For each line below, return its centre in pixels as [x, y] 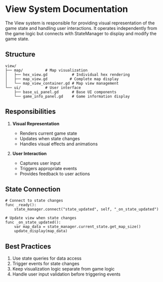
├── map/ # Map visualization [46, 70]
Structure [20, 54]
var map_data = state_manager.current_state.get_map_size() [78, 227]
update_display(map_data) [41, 231]
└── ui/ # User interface [43, 88]
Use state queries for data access [47, 258]
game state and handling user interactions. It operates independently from [81, 28]
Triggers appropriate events [48, 168]
